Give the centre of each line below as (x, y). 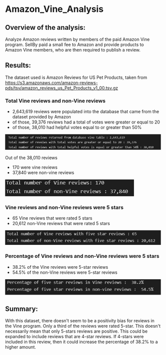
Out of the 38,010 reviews (31, 158)
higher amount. (21, 347)
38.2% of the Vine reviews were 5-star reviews (60, 267)
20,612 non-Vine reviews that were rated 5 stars (61, 224)
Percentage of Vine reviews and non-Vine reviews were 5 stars (82, 256)
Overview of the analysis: (45, 28)
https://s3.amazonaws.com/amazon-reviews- (51, 82)
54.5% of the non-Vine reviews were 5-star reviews (65, 272)
